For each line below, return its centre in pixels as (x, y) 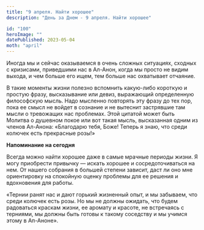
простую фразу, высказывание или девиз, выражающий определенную (100, 94)
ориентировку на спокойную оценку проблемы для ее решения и (92, 176)
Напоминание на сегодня (41, 145)
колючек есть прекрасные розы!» (51, 133)
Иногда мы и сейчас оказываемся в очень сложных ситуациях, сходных (101, 63)
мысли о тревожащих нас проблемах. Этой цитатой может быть (91, 114)
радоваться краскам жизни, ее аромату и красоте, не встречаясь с (95, 207)
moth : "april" (24, 46)
